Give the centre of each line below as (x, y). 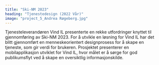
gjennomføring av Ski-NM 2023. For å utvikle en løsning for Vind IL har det (80, 37)
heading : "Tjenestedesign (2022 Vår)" (44, 14)
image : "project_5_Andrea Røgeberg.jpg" (47, 18)
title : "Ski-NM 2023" (27, 9)
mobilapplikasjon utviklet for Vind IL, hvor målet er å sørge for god (71, 52)
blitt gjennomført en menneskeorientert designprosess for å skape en (75, 42)
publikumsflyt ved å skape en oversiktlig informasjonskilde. (64, 58)
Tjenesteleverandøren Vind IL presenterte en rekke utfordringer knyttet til (78, 32)
